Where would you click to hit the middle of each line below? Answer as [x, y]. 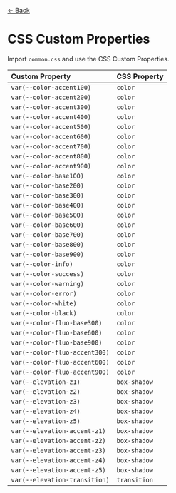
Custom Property [41, 76]
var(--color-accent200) [51, 97]
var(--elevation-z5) [46, 421]
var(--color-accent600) [51, 136]
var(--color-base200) [47, 185]
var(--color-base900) [47, 254]
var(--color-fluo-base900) [57, 342]
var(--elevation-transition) [60, 480]
